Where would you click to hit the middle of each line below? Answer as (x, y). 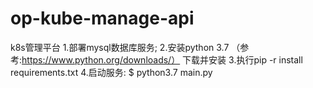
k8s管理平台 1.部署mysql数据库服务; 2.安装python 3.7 (120, 47)
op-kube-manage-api (102, 18)
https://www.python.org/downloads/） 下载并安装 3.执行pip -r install (162, 59)
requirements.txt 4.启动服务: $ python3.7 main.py (111, 72)
